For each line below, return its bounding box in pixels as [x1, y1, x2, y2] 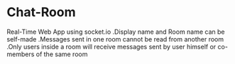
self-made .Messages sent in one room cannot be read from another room [6, 34, 224, 43]
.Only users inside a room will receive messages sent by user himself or [6, 42, 217, 51]
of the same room [35, 50, 88, 58]
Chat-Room [6, 4, 76, 20]
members [6, 50, 35, 58]
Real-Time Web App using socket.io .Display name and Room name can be [6, 27, 225, 36]
